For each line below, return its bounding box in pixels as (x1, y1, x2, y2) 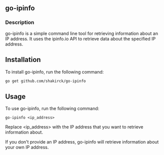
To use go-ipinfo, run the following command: (5, 105, 99, 111)
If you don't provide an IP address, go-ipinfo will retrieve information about (5, 139, 159, 145)
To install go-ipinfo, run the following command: (5, 68, 104, 74)
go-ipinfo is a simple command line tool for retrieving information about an (5, 30, 158, 36)
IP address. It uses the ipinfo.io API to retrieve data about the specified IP (5, 35, 156, 41)
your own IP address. (5, 144, 49, 150)
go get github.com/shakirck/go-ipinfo (5, 78, 86, 83)
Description (5, 19, 34, 26)
